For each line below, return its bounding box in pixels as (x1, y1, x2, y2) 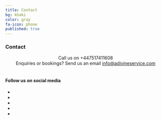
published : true (5, 27, 40, 32)
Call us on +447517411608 (58, 55, 113, 61)
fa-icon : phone (5, 21, 38, 27)
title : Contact (5, 7, 38, 13)
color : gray (5, 17, 31, 22)
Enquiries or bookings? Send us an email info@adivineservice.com (15, 60, 156, 66)
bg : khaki (5, 12, 26, 17)
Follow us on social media (5, 78, 61, 84)
